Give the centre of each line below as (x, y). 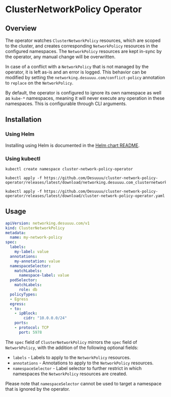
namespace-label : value (44, 276)
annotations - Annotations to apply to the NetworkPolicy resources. (83, 363)
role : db (28, 290)
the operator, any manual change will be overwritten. (61, 57)
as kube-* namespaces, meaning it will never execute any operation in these (85, 98)
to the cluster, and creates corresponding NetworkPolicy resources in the (82, 46)
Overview (21, 28)
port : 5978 (30, 332)
